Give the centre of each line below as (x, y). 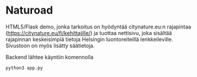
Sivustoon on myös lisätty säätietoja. (50, 46)
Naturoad (29, 10)
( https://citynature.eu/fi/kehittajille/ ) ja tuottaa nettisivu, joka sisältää (89, 33)
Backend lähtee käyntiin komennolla (50, 57)
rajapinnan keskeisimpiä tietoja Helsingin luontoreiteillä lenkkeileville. (89, 39)
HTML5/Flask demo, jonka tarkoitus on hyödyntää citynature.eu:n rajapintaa (98, 27)
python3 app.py (24, 68)
